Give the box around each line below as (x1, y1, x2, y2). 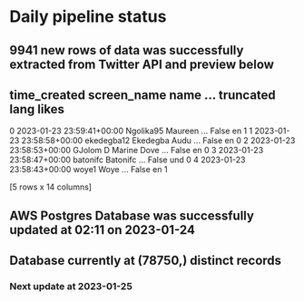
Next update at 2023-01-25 (9, 280, 133, 293)
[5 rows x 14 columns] (9, 181, 93, 192)
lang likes (9, 102, 65, 117)
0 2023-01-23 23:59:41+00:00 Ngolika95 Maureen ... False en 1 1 (9, 125, 253, 137)
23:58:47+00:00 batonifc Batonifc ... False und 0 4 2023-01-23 (9, 154, 246, 165)
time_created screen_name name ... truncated (9, 87, 277, 102)
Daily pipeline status (9, 6, 167, 27)
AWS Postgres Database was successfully (9, 208, 254, 223)
